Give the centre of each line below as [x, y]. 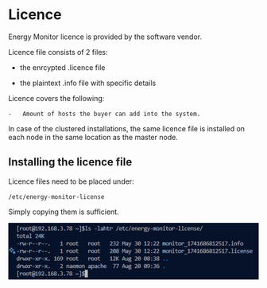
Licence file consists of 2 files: [58, 52]
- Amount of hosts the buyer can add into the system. [104, 114]
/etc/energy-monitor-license [56, 197]
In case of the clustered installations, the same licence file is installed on [126, 128]
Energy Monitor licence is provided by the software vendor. [105, 37]
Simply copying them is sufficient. [64, 212]
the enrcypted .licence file [62, 67]
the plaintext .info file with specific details [88, 83]
